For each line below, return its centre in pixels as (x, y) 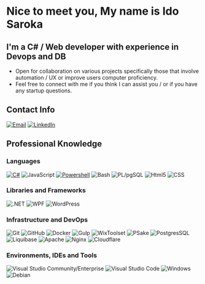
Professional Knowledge (54, 144)
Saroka (25, 24)
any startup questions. (44, 91)
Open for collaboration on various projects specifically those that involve (107, 71)
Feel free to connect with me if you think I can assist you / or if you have (106, 84)
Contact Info (31, 110)
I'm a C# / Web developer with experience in (93, 47)
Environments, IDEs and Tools (52, 255)
